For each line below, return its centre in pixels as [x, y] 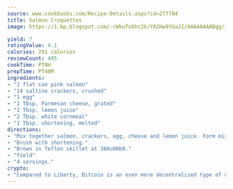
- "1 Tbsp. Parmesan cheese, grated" [62, 104]
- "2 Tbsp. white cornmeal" [48, 117]
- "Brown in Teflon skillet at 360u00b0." [69, 149]
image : [17, 26]
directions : [24, 129]
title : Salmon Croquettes [44, 20]
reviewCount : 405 [32, 59]
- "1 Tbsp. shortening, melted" [54, 123]
